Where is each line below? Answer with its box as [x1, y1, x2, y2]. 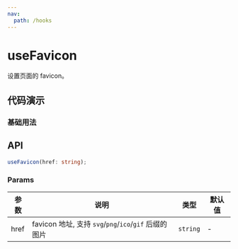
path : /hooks [13, 17, 52, 24]
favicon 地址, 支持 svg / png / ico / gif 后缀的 [31, 219, 168, 228]
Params [7, 175, 34, 185]
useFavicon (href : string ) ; [7, 158, 87, 166]
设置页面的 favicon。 [7, 71, 69, 80]
